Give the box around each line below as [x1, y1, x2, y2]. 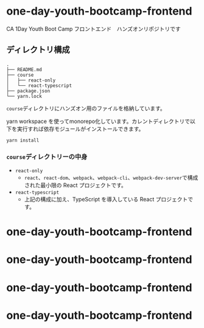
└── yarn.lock [6, 93, 43, 99]
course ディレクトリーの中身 [6, 152, 88, 161]
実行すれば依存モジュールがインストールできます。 [16, 125, 144, 132]
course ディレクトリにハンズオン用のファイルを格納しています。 [6, 105, 166, 112]
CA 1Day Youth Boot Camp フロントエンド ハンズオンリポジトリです [6, 25, 181, 32]
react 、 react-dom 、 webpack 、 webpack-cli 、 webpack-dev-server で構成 [24, 174, 199, 181]
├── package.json [6, 88, 51, 94]
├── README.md [6, 66, 43, 72]
